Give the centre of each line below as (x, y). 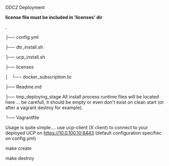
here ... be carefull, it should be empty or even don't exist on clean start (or (85, 102)
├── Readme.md (24, 87)
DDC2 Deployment (25, 7)
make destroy (20, 158)
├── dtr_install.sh (24, 47)
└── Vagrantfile (22, 118)
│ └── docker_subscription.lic (39, 77)
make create (18, 148)
